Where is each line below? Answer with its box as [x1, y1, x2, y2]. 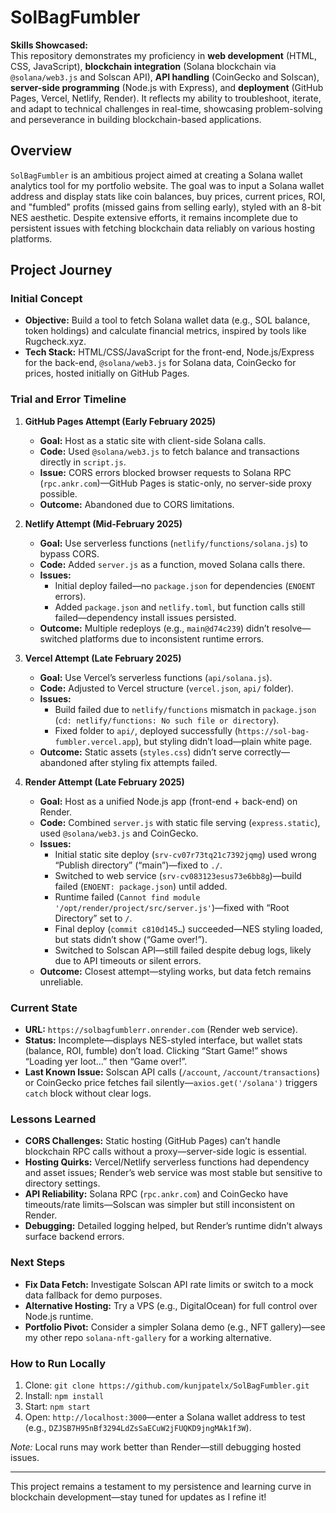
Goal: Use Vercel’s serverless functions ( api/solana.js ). [39, 671, 273, 683]
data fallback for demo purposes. [24, 1289, 163, 1301]
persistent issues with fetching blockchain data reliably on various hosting [10, 222, 315, 234]
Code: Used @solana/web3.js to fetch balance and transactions [39, 445, 300, 457]
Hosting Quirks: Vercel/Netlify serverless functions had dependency [24, 1156, 310, 1168]
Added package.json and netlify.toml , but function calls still [54, 601, 306, 613]
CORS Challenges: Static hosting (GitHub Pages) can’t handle [24, 1135, 281, 1147]
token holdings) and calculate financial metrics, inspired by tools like [24, 325, 307, 337]
